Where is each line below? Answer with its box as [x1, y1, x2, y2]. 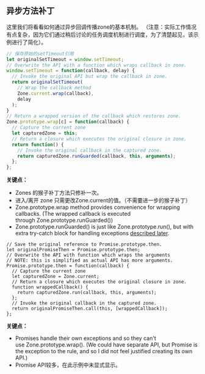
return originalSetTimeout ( [12, 79, 84, 86]
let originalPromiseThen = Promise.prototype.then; [6, 247, 140, 253]
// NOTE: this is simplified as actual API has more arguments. [6, 257, 173, 264]
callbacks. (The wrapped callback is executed [15, 210, 131, 218]
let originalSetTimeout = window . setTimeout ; [6, 56, 124, 62]
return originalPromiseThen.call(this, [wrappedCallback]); [12, 306, 168, 312]
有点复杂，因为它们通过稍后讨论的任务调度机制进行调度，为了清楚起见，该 [6, 31, 193, 38]
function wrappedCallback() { [12, 284, 88, 290]
